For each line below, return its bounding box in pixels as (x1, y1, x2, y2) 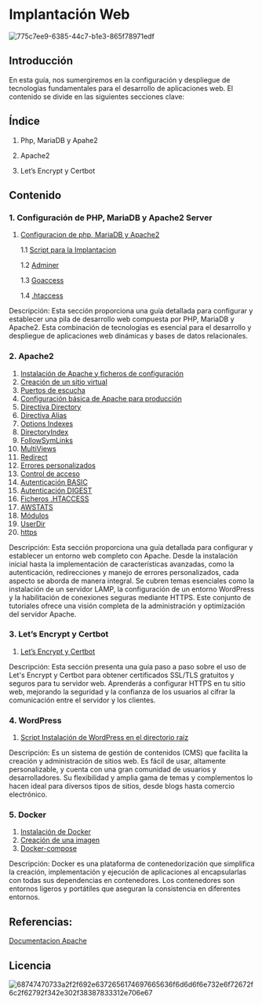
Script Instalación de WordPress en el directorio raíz (20, 733, 189, 742)
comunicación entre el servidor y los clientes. (9, 695, 156, 705)
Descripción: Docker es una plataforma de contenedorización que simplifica (9, 859, 255, 869)
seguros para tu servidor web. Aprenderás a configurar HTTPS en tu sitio (9, 678, 246, 688)
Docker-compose (20, 844, 78, 853)
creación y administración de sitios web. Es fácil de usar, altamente (9, 757, 227, 766)
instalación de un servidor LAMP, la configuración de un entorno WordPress (9, 584, 254, 594)
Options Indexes (20, 419, 74, 428)
